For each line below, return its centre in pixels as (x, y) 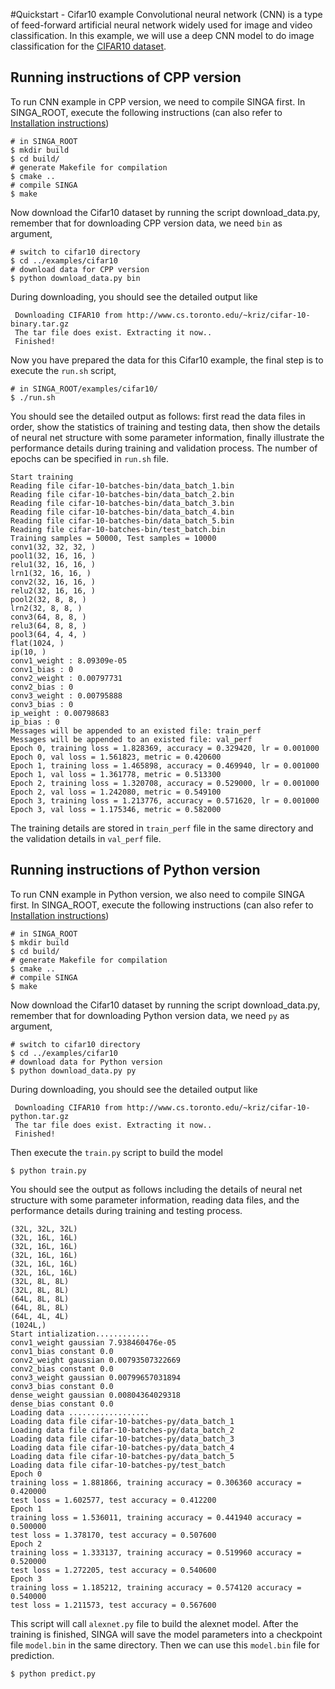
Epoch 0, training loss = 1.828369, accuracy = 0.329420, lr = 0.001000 (165, 748)
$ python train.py (48, 1170)
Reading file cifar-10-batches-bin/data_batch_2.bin (122, 494)
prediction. (32, 1655)
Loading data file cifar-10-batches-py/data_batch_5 (122, 1456)
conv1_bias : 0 (42, 669)
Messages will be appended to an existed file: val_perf (131, 739)
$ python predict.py (53, 1674)
